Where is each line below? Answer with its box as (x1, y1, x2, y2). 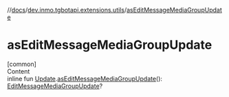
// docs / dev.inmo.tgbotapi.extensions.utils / (7, 6, 127, 14)
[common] (7, 60, 36, 68)
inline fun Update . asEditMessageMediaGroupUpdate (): (7, 74, 163, 83)
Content (7, 67, 30, 75)
